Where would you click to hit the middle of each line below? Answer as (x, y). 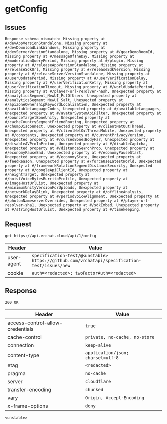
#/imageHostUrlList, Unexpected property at (52, 183)
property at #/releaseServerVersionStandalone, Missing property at (78, 74)
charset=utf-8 (102, 357)
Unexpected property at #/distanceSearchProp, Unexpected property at (80, 148)
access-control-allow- (35, 323)
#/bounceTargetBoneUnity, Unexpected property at (58, 118)
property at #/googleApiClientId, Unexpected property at (66, 170)
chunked (94, 389)
